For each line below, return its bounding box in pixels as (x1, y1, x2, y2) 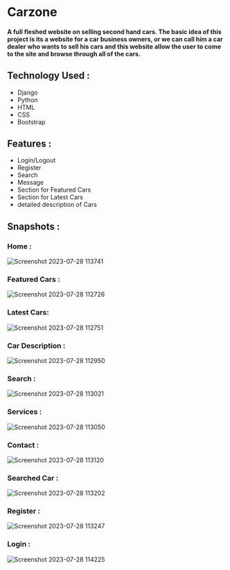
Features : (7, 137, 52, 149)
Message (17, 178, 44, 187)
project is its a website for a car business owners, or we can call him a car (7, 35, 223, 43)
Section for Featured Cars (17, 185, 91, 194)
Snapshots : (7, 220, 60, 233)
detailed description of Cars (17, 201, 97, 209)
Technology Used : (7, 70, 90, 82)
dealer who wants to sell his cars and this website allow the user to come (7, 42, 222, 51)
